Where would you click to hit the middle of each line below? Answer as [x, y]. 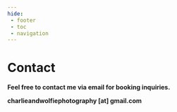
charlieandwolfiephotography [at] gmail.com [75, 101]
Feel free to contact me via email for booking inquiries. [89, 87]
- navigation [30, 33]
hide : [15, 14]
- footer [23, 20]
